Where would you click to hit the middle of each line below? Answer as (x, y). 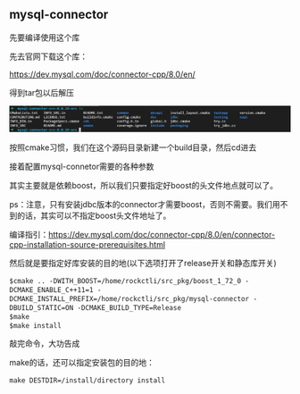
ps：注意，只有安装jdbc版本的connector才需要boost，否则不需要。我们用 (145, 204)
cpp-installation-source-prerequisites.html (87, 244)
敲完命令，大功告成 (45, 343)
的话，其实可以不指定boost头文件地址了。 (94, 215)
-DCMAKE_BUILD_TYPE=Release (129, 307)
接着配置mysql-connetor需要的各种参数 (82, 166)
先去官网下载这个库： (48, 56)
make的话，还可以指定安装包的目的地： (82, 362)
